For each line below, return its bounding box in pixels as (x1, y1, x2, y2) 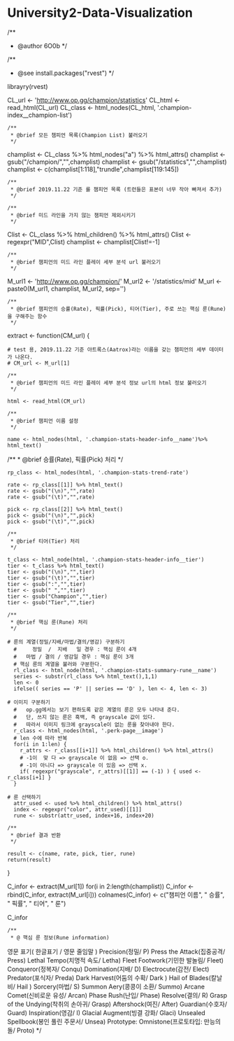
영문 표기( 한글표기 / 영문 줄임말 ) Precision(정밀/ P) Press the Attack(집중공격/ (7, 947, 226, 956)
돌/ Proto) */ (7, 1026, 42, 1034)
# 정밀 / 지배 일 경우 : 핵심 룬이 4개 (13, 645, 137, 652)
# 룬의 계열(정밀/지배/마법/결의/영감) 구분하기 (7, 638, 125, 645)
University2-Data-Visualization (7, 5, 193, 21)
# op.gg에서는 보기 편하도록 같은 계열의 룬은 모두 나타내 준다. (13, 706, 180, 713)
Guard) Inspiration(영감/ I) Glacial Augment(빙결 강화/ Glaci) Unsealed (7, 1008, 206, 1016)
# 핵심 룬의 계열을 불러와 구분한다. (13, 660, 103, 668)
